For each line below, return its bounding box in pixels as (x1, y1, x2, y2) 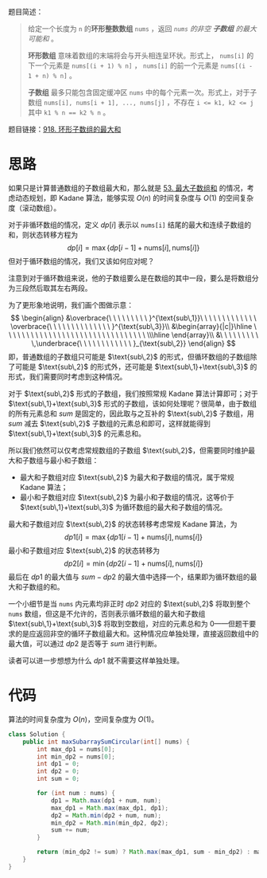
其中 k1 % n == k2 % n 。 (27, 108, 110, 117)
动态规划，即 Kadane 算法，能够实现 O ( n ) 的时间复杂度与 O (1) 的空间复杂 (14, 193, 254, 202)
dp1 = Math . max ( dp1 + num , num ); (50, 796, 161, 805)
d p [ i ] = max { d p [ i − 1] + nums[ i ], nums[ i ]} (67, 242, 200, 253)
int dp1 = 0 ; (37, 760, 80, 768)
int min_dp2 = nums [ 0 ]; (37, 752, 115, 761)
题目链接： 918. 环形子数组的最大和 (8, 124, 122, 134)
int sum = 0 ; (37, 775, 80, 783)
